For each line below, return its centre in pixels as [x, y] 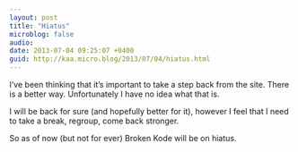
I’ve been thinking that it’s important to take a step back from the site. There [149, 84]
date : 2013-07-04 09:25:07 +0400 [72, 51]
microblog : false [42, 34]
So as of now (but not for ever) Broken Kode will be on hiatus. [123, 138]
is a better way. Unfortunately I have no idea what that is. [114, 94]
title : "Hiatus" [39, 26]
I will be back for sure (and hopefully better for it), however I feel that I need [149, 111]
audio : [22, 42]
